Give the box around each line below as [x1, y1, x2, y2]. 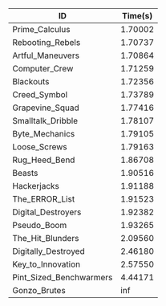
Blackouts [12, 76, 50, 87]
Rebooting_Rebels [12, 37, 81, 47]
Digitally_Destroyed [12, 246, 86, 256]
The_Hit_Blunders [12, 233, 79, 243]
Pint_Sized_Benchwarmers [12, 272, 113, 283]
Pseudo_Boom [12, 220, 67, 231]
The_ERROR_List [12, 194, 75, 204]
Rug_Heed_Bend [12, 154, 75, 165]
